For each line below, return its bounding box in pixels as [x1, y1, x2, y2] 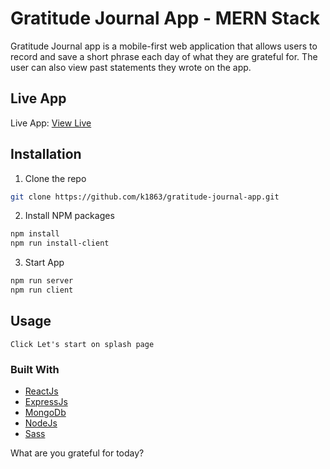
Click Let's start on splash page [10, 339, 155, 349]
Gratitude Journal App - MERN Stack [10, 7, 320, 30]
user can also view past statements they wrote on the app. [10, 61, 252, 73]
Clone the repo [24, 172, 87, 184]
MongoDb [24, 407, 67, 419]
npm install [10, 229, 60, 239]
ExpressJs [24, 396, 68, 408]
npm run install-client [10, 238, 110, 249]
